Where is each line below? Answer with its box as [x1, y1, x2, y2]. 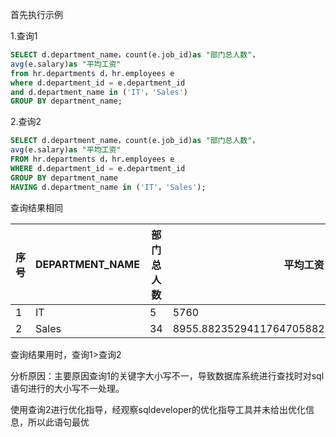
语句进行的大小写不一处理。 [10, 382, 125, 394]
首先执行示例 [10, 9, 63, 20]
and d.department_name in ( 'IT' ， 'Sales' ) [10, 87, 189, 97]
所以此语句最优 [27, 416, 90, 428]
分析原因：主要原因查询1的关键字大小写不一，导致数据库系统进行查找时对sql [10, 369, 325, 382]
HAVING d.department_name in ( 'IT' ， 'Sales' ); [10, 182, 207, 192]
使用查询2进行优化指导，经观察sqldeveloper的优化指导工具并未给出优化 [10, 403, 306, 415]
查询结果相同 [10, 201, 63, 213]
